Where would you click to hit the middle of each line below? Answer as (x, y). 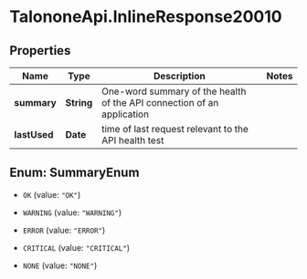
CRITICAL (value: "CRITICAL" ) (76, 247)
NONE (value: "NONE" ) (60, 265)
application (125, 114)
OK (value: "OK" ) (52, 194)
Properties (40, 51)
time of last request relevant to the (175, 129)
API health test (133, 140)
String (79, 103)
